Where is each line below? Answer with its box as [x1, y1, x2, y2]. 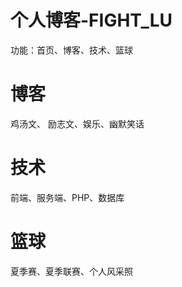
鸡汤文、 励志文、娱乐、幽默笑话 [10, 117, 145, 130]
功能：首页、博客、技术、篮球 [10, 44, 133, 56]
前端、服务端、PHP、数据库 [10, 191, 125, 203]
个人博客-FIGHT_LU [10, 9, 173, 32]
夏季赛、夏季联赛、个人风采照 [10, 265, 133, 277]
